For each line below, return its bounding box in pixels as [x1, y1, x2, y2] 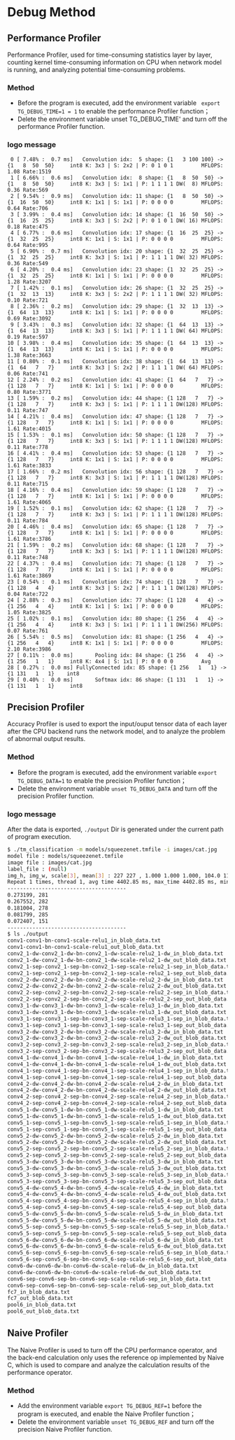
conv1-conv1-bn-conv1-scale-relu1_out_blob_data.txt [7, 944, 164, 951]
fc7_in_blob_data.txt [7, 1288, 71, 1295]
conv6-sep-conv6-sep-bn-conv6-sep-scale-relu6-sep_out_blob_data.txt [7, 1282, 215, 1289]
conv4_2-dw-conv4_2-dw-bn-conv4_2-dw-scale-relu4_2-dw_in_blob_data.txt [7, 1080, 224, 1087]
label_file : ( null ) [7, 866, 68, 873]
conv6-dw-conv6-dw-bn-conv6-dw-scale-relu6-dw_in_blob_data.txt [7, 1262, 199, 1269]
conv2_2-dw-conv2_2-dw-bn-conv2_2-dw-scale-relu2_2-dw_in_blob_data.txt [7, 976, 224, 983]
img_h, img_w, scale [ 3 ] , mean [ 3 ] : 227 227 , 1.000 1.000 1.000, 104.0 [7, 872, 220, 879]
